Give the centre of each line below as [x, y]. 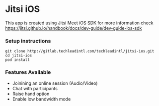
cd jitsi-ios [19, 55]
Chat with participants [35, 88]
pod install [17, 60]
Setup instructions [28, 41]
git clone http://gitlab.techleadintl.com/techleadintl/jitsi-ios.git [80, 51]
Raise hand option [31, 94]
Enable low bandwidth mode [41, 99]
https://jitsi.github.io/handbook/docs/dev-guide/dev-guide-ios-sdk [74, 28]
